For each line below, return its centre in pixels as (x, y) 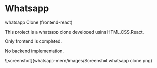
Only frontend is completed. (34, 41)
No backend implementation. (35, 51)
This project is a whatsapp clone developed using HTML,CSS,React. (75, 32)
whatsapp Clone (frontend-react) (39, 22)
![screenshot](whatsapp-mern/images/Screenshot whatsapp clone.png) (79, 60)
